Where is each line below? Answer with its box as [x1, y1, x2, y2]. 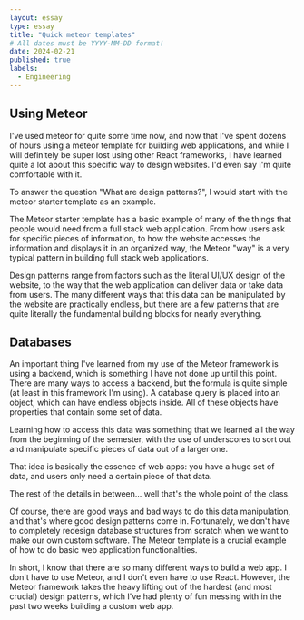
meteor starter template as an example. [9, 196, 157, 207]
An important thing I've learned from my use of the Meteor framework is [9, 359, 279, 369]
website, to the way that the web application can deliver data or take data [9, 279, 284, 290]
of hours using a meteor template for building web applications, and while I [9, 140, 289, 151]
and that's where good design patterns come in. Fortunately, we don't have [9, 516, 290, 527]
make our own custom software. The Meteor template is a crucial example [9, 535, 287, 546]
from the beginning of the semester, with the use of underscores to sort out [9, 434, 292, 445]
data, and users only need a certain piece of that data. [9, 471, 212, 482]
